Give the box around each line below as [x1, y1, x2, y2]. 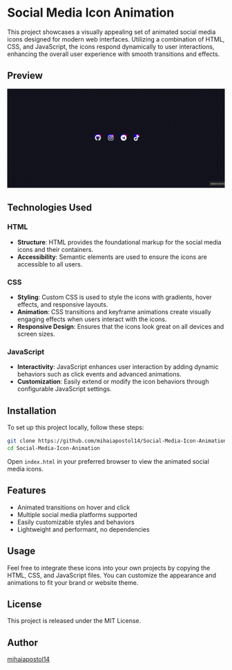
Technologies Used [7, 201, 92, 213]
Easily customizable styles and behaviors [17, 518, 135, 526]
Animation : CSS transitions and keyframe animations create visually [17, 308, 212, 316]
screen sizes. [17, 330, 55, 338]
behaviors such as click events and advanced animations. [17, 370, 182, 379]
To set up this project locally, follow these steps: [7, 424, 144, 432]
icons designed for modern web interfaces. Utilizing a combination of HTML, [7, 35, 225, 43]
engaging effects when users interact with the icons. [17, 315, 167, 323]
